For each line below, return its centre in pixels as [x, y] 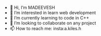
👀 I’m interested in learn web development [53, 13]
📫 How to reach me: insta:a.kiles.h [46, 28]
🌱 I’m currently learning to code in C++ [50, 18]
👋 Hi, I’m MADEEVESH [32, 8]
